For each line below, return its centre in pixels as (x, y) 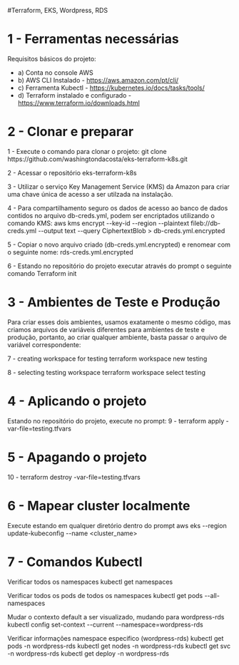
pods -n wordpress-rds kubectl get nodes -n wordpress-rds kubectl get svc (119, 646)
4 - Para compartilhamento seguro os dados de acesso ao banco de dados (118, 208)
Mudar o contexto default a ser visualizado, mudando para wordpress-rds (116, 617)
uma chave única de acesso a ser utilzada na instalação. (90, 194)
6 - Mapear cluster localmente (99, 506)
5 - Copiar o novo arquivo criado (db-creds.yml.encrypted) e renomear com (119, 244)
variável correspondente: (44, 344)
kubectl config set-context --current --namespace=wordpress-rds (105, 624)
